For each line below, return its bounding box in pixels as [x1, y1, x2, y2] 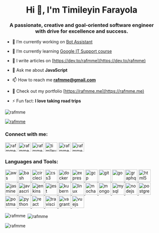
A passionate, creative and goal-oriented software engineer [9, 22, 154, 29]
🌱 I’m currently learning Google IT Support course [12, 48, 112, 54]
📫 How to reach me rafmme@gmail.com [12, 77, 96, 83]
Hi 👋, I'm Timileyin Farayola [26, 4, 138, 16]
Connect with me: [5, 131, 48, 138]
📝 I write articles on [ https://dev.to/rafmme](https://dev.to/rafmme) [12, 58, 146, 64]
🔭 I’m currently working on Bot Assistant [12, 39, 93, 45]
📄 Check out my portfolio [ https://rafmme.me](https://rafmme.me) [12, 88, 144, 94]
